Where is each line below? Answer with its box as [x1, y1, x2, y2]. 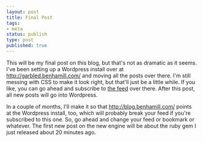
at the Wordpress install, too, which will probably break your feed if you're [6, 109, 191, 117]
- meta [6, 25, 23, 32]
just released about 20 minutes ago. [6, 128, 96, 136]
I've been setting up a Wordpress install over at [6, 65, 124, 73]
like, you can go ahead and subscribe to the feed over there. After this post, [6, 85, 195, 92]
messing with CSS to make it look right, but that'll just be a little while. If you [6, 78, 196, 85]
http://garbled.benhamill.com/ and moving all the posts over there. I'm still [6, 72, 191, 79]
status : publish [6, 31, 47, 37]
